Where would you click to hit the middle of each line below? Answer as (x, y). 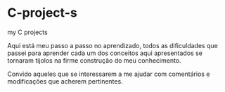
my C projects (27, 32)
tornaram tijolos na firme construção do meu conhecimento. (94, 60)
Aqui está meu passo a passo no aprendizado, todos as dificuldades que (112, 45)
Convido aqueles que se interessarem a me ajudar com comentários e (109, 74)
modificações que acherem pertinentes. (65, 81)
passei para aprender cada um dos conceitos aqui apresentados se (105, 53)
